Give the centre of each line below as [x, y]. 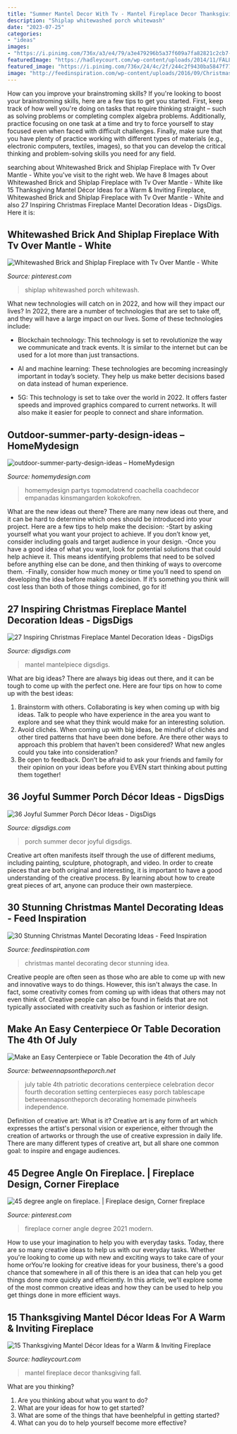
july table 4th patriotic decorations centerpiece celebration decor [119, 1084]
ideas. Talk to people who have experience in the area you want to [114, 714]
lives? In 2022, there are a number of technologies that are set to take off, [114, 311]
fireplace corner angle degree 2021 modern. [89, 1229]
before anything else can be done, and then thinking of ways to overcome [115, 564]
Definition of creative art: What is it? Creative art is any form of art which [113, 1121]
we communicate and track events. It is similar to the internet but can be [122, 348]
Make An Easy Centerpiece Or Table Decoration [114, 1029]
